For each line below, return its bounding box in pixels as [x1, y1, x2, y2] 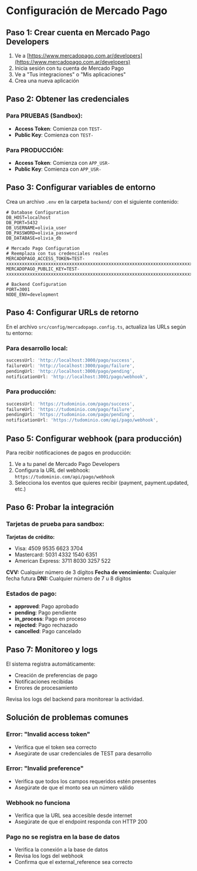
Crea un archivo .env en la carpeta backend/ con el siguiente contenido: [6, 198, 179, 205]
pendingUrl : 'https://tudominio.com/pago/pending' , [6, 412, 135, 418]
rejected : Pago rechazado [14, 622, 78, 629]
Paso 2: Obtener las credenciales [6, 94, 130, 104]
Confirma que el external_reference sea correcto [14, 859, 133, 866]
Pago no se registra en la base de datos [6, 833, 120, 841]
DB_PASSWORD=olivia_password [6, 230, 77, 236]
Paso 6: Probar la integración [6, 502, 114, 512]
